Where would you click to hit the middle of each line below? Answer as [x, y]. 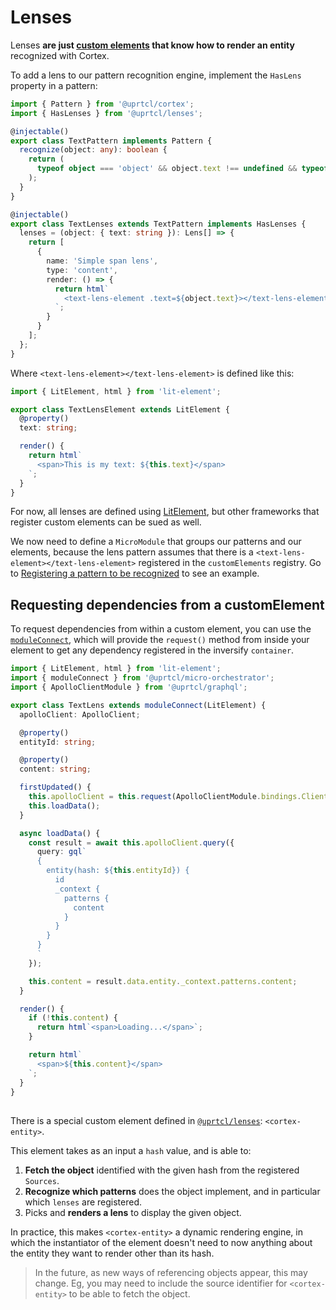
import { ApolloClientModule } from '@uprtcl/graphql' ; [129, 687]
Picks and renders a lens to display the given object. [133, 1212]
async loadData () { [60, 833]
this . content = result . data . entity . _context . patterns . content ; [163, 981]
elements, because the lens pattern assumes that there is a [132, 552]
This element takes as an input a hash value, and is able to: [131, 1150]
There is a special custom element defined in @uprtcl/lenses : [136, 1120]
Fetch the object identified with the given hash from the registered [162, 1170]
